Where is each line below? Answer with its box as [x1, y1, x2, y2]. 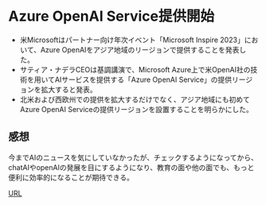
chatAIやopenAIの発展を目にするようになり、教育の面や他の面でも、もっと [8, 162, 255, 172]
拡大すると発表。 [41, 84, 97, 94]
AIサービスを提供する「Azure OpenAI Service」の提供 [54, 75, 233, 84]
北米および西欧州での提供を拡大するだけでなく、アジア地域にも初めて [19, 95, 251, 104]
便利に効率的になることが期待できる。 [8, 172, 134, 182]
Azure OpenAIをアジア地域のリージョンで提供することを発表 [40, 44, 240, 54]
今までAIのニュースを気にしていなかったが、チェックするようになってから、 [8, 153, 259, 162]
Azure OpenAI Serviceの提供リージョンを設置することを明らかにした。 [19, 104, 253, 114]
